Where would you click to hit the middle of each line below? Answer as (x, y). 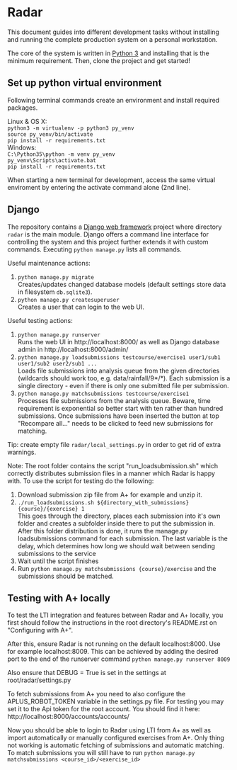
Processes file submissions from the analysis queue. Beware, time (114, 400)
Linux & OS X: (27, 121)
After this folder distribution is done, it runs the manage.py (103, 531)
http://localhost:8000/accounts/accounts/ (68, 717)
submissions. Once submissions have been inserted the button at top (118, 416)
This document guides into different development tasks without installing (113, 32)
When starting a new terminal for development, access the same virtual (111, 180)
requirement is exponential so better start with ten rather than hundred (120, 408)
